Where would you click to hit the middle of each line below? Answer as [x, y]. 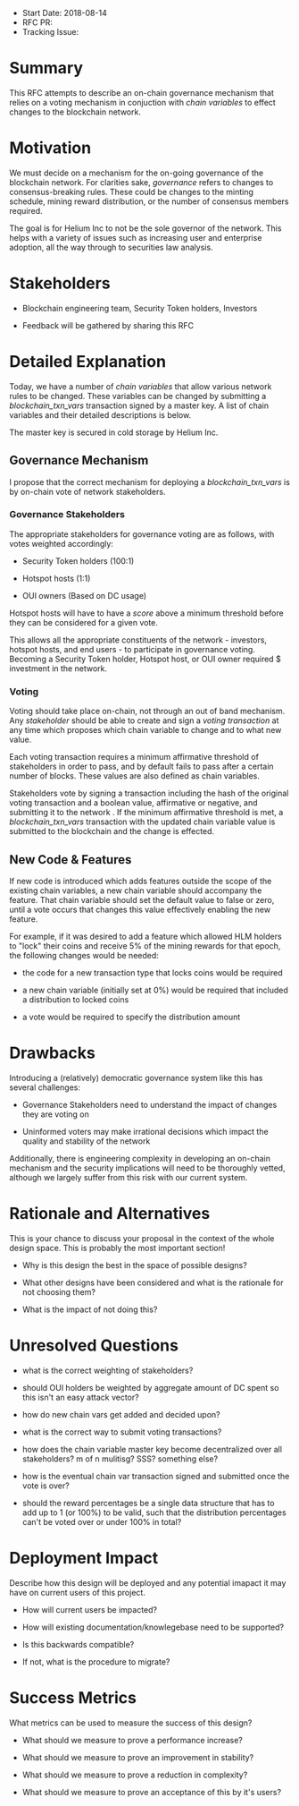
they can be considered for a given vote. [84, 622]
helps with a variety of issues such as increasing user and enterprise [136, 237]
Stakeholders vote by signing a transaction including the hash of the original [149, 793]
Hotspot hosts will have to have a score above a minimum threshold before [146, 613]
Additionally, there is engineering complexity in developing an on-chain [140, 1158]
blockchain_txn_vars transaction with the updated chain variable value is [142, 822]
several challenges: [45, 1087]
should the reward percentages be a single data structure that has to [148, 1503]
